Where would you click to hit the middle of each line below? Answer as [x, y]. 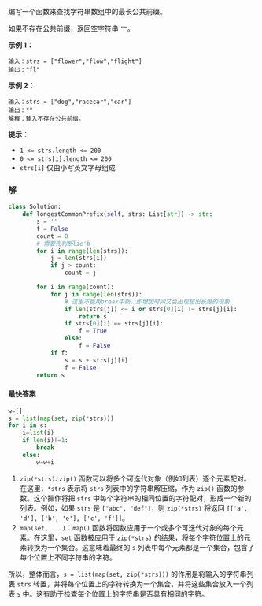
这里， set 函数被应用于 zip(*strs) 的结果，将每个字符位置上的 [142, 537]
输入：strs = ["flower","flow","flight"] [75, 61]
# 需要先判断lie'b [63, 244]
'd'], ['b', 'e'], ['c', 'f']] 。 [74, 518]
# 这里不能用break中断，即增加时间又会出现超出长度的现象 [147, 302]
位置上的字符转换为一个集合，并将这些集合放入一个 [164, 584]
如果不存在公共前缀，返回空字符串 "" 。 [72, 28]
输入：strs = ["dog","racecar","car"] [70, 102]
